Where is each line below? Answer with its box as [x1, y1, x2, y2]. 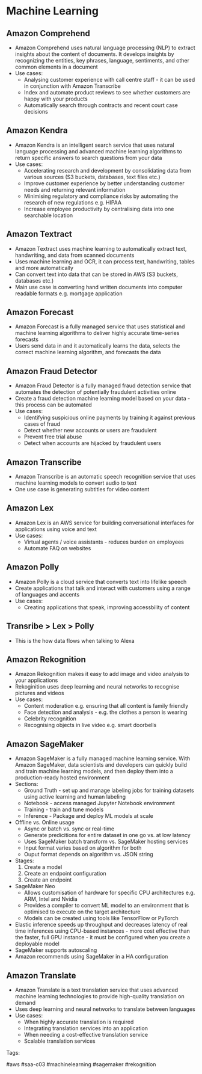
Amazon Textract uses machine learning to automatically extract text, [14, 245, 187, 252]
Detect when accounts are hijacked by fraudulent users [23, 440, 161, 447]
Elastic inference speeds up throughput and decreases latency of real [14, 921, 188, 928]
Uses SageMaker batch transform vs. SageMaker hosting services [23, 838, 188, 845]
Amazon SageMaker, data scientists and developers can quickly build [14, 761, 188, 769]
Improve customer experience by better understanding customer [23, 179, 185, 187]
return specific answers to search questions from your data [14, 154, 162, 161]
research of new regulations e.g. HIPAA [23, 198, 122, 206]
